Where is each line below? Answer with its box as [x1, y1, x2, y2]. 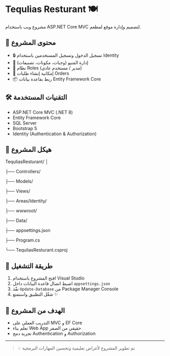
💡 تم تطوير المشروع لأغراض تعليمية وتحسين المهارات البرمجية [17, 345, 135, 351]
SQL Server [12, 120, 37, 126]
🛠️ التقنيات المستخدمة [5, 93, 67, 102]
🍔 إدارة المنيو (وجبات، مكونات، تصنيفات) [12, 59, 89, 65]
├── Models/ [5, 178, 33, 184]
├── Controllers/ [5, 169, 41, 175]
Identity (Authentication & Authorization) [12, 131, 97, 137]
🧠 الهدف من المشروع [5, 306, 65, 315]
